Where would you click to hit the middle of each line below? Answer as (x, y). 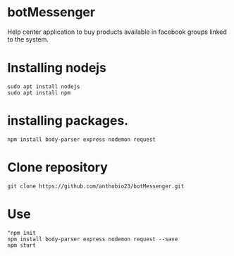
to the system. (28, 39)
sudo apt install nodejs (44, 86)
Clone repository (57, 167)
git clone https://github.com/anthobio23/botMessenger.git (96, 186)
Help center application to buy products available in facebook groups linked (117, 32)
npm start (22, 245)
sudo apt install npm (39, 92)
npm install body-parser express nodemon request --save (93, 239)
